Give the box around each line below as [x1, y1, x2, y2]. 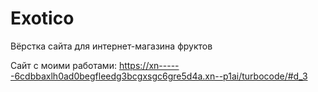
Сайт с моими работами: [10, 59, 117, 71]
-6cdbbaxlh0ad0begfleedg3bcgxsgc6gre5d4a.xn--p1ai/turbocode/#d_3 [10, 70, 308, 82]
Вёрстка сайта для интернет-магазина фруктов [10, 40, 213, 52]
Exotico [10, 7, 75, 30]
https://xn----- [118, 59, 180, 71]
